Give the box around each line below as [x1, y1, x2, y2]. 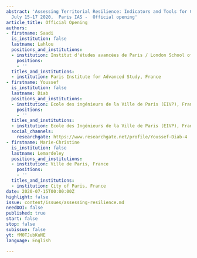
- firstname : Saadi [6, 30, 54, 36]
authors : [6, 25, 28, 31]
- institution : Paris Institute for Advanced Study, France [11, 74, 161, 80]
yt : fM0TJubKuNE [6, 232, 46, 238]
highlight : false [6, 194, 49, 200]
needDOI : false [6, 205, 43, 211]
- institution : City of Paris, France [11, 183, 107, 189]
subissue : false [6, 226, 46, 232]
